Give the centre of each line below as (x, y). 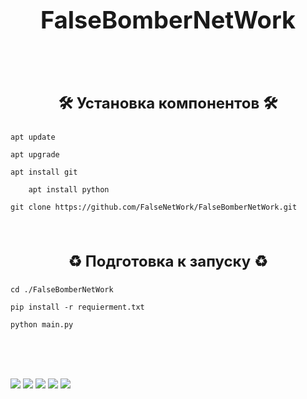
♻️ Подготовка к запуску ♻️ (168, 261)
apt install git (44, 172)
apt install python (69, 190)
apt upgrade (35, 155)
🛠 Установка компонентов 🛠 (168, 103)
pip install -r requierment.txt (77, 307)
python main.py (42, 324)
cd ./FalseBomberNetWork (62, 289)
